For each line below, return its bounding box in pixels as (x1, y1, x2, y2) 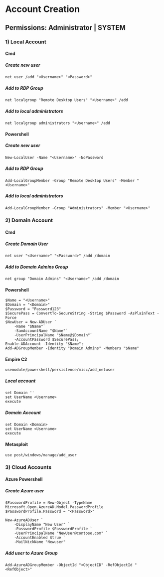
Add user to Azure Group (5, 550, 58, 556)
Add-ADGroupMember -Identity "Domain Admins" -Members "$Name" (5, 346, 140, 351)
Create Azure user (5, 487, 44, 494)
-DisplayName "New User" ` (14, 522, 70, 527)
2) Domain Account (5, 217, 53, 224)
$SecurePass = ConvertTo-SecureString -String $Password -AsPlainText (5, 311, 155, 316)
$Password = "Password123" (5, 306, 61, 312)
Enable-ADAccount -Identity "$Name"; (5, 341, 84, 347)
